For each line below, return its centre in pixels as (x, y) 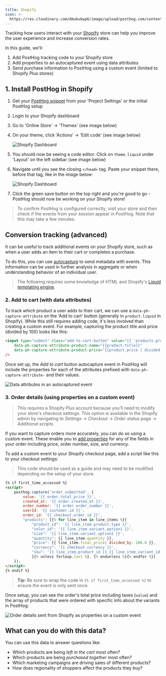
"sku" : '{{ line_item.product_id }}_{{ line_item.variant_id (96, 552)
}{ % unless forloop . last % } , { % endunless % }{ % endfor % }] (93, 557)
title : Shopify (21, 10)
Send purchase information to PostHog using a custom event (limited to (85, 68)
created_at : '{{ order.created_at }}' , (64, 501)
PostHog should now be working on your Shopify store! (69, 199)
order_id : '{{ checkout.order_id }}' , (63, 515)
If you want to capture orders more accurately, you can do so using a (75, 434)
